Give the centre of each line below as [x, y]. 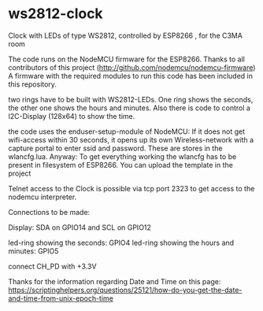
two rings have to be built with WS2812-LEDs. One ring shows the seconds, [131, 99]
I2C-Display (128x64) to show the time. [72, 116]
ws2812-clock [56, 14]
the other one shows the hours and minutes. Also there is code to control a [129, 108]
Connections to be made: [49, 212]
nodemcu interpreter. [43, 197]
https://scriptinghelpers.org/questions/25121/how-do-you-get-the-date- [125, 290]
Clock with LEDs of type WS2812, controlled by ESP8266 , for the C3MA [125, 35]
